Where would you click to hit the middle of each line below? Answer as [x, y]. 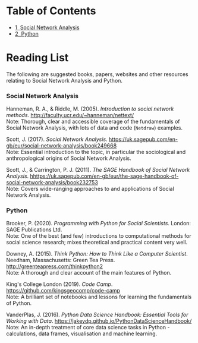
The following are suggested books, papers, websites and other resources [97, 74]
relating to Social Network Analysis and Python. [65, 80]
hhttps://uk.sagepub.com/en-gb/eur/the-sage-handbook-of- [104, 176]
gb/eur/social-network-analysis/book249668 [62, 146]
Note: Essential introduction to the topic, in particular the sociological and [96, 152]
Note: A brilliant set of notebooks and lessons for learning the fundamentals [99, 297]
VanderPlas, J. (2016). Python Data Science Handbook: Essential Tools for [97, 315]
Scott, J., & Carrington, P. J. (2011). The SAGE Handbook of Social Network [98, 170]
